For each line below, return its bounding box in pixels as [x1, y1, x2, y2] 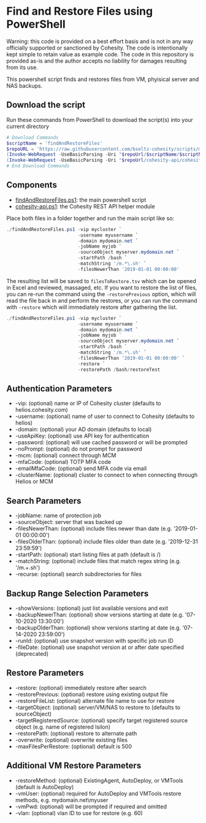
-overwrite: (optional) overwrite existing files [15, 736, 128, 743]
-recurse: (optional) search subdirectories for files [15, 571, 142, 578]
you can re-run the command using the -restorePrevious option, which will [6, 290, 196, 298]
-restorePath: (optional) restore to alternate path [15, 729, 137, 737]
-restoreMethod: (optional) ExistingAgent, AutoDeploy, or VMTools [15, 776, 183, 784]
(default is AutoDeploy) [15, 783, 74, 791]
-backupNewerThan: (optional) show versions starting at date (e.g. [15, 611, 184, 618]
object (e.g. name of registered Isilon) [15, 723, 111, 730]
